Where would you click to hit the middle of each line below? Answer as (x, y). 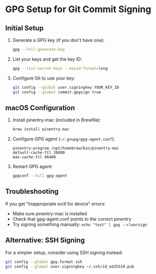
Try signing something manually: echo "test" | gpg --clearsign (80, 224)
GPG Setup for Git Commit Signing (78, 9)
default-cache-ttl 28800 (39, 153)
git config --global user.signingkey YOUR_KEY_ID (66, 87)
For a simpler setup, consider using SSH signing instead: (64, 252)
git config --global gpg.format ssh (44, 262)
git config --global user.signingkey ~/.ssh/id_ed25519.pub (70, 266)
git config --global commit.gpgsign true (57, 92)
